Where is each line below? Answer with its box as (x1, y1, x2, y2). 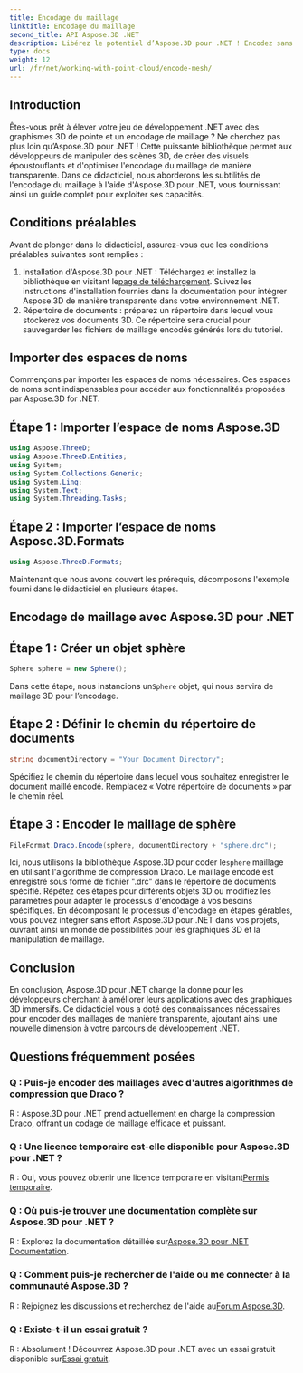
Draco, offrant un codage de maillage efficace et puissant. (9, 1118, 227, 1128)
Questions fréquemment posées (9, 1049, 196, 1064)
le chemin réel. (9, 790, 65, 802)
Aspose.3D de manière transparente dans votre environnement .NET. (22, 295, 280, 306)
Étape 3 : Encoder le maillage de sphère (9, 817, 237, 832)
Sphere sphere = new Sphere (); (9, 665, 128, 674)
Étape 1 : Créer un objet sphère (9, 640, 185, 656)
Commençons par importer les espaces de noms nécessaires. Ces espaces (9, 374, 291, 385)
